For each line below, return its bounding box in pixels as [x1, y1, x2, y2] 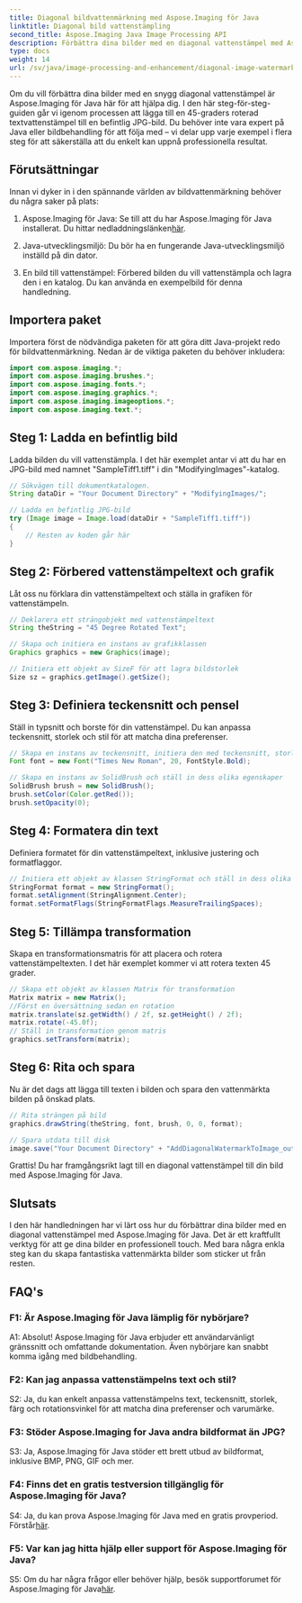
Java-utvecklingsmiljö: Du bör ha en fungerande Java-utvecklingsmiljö [22, 240, 285, 250]
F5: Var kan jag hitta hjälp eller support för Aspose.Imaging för [9, 1542, 288, 1554]
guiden [9, 107, 36, 118]
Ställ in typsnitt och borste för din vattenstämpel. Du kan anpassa [9, 722, 252, 733]
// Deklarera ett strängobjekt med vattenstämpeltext [9, 615, 216, 624]
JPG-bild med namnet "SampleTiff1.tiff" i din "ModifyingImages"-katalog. [9, 463, 280, 474]
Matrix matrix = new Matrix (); [9, 993, 127, 1002]
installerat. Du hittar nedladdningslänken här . [22, 223, 186, 233]
